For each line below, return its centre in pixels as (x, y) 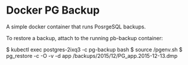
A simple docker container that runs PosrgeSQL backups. (76, 27)
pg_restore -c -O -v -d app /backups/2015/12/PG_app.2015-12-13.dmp (92, 56)
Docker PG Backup (53, 10)
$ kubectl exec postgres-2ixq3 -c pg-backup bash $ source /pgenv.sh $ (94, 49)
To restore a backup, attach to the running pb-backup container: (85, 38)
